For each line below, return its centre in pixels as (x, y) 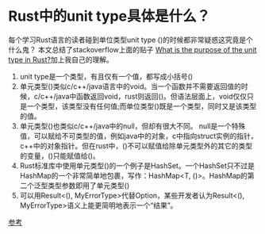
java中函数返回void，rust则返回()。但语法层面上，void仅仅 (152, 96)
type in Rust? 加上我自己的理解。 (61, 59)
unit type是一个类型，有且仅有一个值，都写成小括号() (106, 76)
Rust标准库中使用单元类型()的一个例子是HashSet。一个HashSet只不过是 (137, 165)
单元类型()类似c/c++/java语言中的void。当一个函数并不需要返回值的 (131, 86)
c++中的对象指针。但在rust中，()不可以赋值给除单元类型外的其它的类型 (136, 146)
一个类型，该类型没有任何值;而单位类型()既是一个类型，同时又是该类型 (142, 106)
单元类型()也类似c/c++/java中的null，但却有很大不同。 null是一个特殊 (132, 126)
